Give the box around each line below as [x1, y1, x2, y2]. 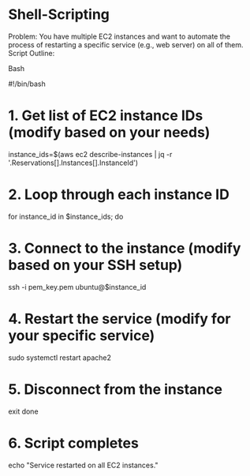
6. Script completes [8, 434, 140, 452]
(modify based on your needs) [8, 124, 211, 141]
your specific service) [8, 326, 155, 344]
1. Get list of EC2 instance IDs [8, 107, 203, 125]
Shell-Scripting [8, 6, 110, 24]
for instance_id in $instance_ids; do [8, 212, 124, 221]
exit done [8, 407, 39, 416]
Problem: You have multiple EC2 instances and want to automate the [8, 32, 231, 41]
